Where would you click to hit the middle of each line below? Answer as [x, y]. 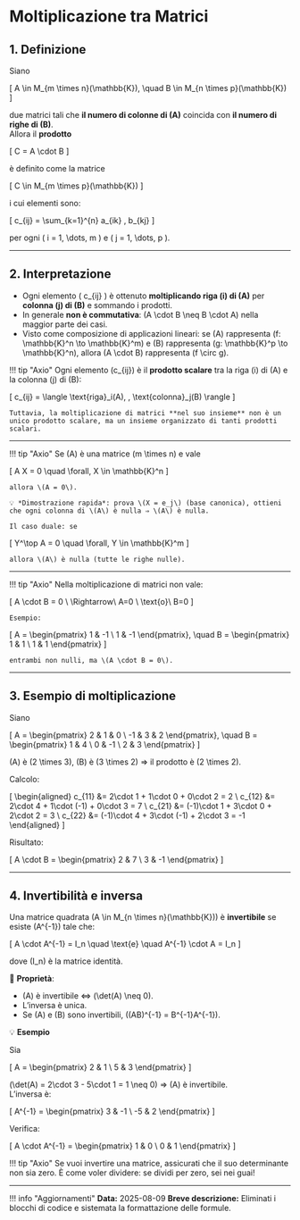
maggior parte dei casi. [65, 324]
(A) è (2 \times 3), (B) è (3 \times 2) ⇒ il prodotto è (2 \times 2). [125, 762]
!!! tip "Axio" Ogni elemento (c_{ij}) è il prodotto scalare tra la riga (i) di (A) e [149, 370]
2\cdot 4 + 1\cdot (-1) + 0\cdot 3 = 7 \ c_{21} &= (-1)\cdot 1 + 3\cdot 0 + [141, 806]
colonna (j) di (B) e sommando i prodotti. [97, 305]
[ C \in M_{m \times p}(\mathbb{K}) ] [76, 186]
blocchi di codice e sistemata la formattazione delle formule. [121, 1208]
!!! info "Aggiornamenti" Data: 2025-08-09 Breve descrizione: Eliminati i [143, 1199]
